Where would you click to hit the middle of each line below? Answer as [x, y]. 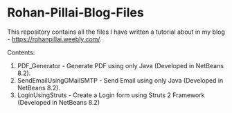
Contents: [21, 52]
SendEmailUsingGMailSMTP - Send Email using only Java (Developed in [120, 80]
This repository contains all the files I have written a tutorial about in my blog [116, 32]
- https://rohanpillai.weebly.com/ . [54, 39]
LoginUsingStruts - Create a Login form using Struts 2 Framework [111, 95]
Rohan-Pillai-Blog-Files [75, 13]
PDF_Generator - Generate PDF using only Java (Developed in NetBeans [120, 65]
